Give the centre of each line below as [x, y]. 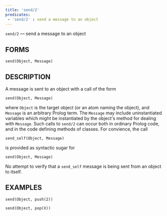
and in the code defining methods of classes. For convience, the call [77, 129]
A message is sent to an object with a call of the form [61, 89]
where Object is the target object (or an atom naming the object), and [77, 107]
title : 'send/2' [22, 10]
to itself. [13, 172]
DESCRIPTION [28, 77]
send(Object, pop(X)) [28, 208]
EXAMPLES [24, 188]
